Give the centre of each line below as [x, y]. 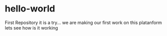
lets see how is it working [31, 27]
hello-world [30, 9]
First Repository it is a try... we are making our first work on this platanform [83, 22]
